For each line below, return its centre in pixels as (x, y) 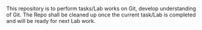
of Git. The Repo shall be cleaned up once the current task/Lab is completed (101, 15)
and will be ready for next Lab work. (51, 21)
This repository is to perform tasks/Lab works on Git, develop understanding (101, 9)
